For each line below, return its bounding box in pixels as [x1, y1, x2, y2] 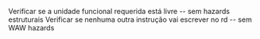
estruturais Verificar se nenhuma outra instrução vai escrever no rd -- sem [8, 15, 252, 24]
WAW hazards [8, 23, 55, 32]
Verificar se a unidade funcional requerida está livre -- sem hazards [8, 7, 231, 16]
